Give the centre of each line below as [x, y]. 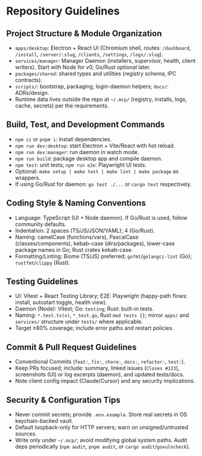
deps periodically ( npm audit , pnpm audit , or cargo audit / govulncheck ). [103, 447]
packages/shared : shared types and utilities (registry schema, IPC [96, 73]
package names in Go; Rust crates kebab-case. [74, 249]
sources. [26, 434]
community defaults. [40, 224]
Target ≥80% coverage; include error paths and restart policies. [94, 328]
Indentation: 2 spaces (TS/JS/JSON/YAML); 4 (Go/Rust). [85, 230]
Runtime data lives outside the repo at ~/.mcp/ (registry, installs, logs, [101, 99]
